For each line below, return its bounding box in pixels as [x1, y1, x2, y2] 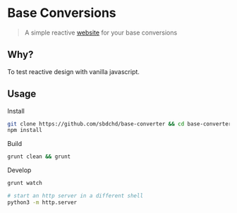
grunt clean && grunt [7, 153, 71, 160]
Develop [7, 166, 32, 174]
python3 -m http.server [7, 199, 78, 206]
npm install [7, 127, 42, 134]
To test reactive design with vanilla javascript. [7, 67, 140, 75]
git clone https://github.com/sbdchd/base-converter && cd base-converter [7, 120, 232, 128]
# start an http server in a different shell [7, 193, 143, 200]
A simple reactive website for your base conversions [24, 28, 178, 37]
